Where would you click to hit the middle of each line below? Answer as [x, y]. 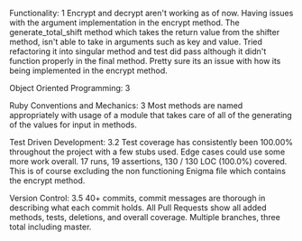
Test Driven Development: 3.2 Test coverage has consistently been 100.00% [151, 142]
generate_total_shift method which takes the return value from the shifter [145, 32]
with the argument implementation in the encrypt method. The [125, 23]
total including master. [50, 227]
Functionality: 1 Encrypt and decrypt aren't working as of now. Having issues [151, 13]
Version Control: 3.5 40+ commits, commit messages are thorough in [137, 198]
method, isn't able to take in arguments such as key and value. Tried [136, 42]
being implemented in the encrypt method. [89, 70]
